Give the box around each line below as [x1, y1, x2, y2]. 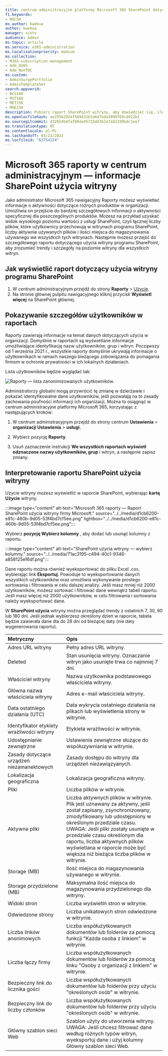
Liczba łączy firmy [7, 958, 51, 965]
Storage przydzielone [7, 882, 58, 889]
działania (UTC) [7, 711, 44, 718]
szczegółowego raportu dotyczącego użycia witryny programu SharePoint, [5, 240, 159, 246]
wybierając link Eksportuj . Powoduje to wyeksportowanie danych [5, 571, 140, 577]
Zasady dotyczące [7, 751, 51, 758]
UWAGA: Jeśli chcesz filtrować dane [66, 1023, 152, 1030]
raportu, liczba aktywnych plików [66, 838, 144, 845]
